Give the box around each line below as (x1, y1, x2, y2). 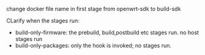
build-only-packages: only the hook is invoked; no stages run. (15, 42, 171, 49)
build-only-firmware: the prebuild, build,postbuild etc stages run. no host (15, 29, 199, 36)
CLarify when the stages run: (6, 17, 80, 24)
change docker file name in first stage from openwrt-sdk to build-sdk (6, 5, 181, 12)
